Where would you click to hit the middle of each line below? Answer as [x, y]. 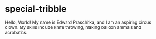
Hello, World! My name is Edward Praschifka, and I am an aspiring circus [78, 22]
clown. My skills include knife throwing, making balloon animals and [73, 27]
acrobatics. [16, 32]
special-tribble [36, 9]
